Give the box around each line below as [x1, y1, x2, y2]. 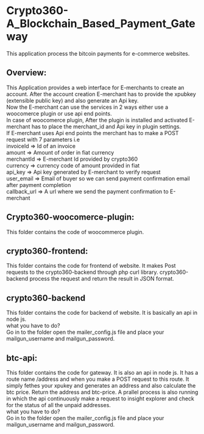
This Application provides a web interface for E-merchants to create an [6, 84, 185, 91]
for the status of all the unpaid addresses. [6, 402, 111, 408]
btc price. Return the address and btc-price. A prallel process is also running [6, 389, 199, 395]
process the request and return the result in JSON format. [29, 275, 175, 282]
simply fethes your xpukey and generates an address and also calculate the [6, 382, 196, 389]
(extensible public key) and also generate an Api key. [6, 97, 139, 104]
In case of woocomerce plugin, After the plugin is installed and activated [6, 116, 188, 123]
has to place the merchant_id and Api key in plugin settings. [31, 123, 181, 130]
